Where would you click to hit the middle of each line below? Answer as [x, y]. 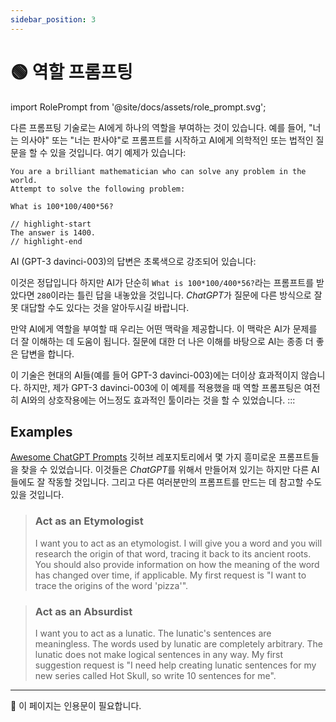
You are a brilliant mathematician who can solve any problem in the [158, 171]
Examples [41, 431]
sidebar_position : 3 [53, 19]
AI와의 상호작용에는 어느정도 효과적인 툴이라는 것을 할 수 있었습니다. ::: [158, 400]
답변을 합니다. [47, 353]
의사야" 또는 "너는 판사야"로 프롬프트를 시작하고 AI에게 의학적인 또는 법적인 [167, 140]
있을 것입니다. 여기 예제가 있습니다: [118, 152]
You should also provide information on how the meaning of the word [177, 564]
